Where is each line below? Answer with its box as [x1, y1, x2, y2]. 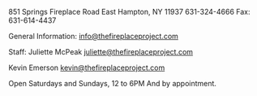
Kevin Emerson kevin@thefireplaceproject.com [8, 63, 165, 72]
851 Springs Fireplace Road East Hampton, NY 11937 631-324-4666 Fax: [8, 7, 251, 16]
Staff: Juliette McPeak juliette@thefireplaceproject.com [8, 47, 193, 56]
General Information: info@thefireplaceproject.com [8, 32, 178, 41]
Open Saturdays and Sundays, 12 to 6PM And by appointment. [8, 79, 217, 88]
